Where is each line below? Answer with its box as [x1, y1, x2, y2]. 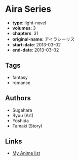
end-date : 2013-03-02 [12, 47, 59, 53]
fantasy [12, 74, 28, 80]
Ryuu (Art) [12, 112, 34, 118]
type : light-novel [12, 20, 46, 26]
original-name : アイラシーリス [12, 36, 75, 42]
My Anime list [12, 150, 40, 156]
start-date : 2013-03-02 [12, 41, 61, 47]
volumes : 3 [12, 25, 36, 31]
